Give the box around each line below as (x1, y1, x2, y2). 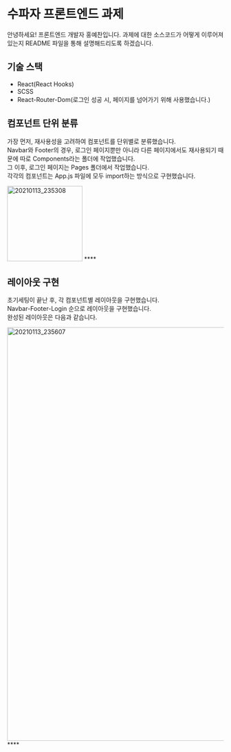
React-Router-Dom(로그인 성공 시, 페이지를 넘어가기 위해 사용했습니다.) (16, 95, 211, 103)
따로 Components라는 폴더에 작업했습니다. (19, 154, 135, 163)
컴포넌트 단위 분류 (7, 118, 78, 130)
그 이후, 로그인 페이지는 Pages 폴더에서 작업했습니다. (7, 163, 150, 171)
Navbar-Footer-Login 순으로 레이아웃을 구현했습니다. (7, 305, 151, 313)
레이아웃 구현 (7, 276, 60, 288)
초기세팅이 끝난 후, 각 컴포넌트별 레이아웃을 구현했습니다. (7, 296, 159, 304)
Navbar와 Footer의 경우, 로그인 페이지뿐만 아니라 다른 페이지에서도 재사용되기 (7, 145, 217, 154)
